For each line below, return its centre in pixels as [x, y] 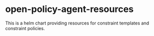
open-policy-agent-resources [70, 9]
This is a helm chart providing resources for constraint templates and [77, 23]
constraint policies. [25, 28]
